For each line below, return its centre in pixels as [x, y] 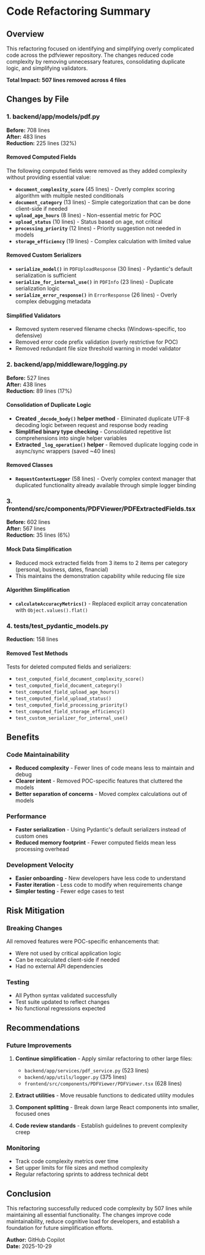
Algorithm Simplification [38, 590]
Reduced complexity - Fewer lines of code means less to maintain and [105, 768]
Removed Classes [30, 465]
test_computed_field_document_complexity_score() [80, 679]
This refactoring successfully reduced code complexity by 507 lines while [99, 1208]
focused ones [32, 1114]
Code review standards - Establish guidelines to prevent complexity [101, 1126]
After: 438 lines [26, 384]
